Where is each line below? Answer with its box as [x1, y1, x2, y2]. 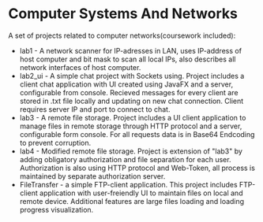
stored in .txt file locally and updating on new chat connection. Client [19, 96, 244, 105]
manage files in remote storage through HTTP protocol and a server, [19, 121, 242, 131]
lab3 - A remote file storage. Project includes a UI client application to [19, 113, 246, 122]
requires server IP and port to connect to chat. [19, 104, 171, 114]
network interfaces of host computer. [19, 62, 141, 72]
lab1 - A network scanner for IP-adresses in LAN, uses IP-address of [19, 46, 242, 55]
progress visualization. [19, 205, 94, 214]
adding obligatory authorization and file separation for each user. [19, 154, 231, 164]
